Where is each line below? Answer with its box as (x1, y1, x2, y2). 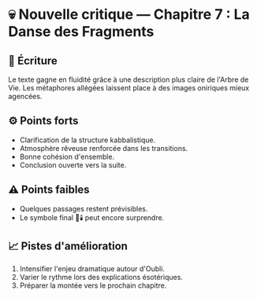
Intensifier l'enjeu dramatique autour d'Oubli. (19, 264, 166, 274)
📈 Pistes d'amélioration (8, 240, 128, 253)
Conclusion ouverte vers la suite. (19, 160, 127, 170)
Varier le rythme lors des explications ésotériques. (19, 273, 184, 282)
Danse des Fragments (8, 23, 155, 41)
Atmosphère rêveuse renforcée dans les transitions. (19, 143, 188, 153)
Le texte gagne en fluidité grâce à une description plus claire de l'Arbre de (8, 75, 249, 84)
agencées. (8, 92, 43, 101)
